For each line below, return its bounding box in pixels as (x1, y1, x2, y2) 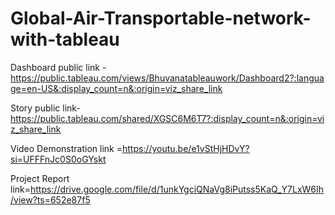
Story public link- (10, 102, 81, 114)
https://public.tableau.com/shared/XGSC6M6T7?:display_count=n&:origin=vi (10, 112, 325, 124)
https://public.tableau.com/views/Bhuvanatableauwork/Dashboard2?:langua (10, 72, 325, 84)
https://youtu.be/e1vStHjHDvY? (121, 142, 250, 154)
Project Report (10, 172, 70, 184)
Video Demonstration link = (10, 142, 123, 154)
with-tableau (10, 28, 120, 51)
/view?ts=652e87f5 (10, 193, 91, 206)
